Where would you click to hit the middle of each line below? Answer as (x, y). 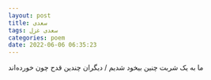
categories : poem (37, 38)
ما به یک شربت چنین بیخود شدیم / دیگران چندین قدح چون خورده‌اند (106, 67)
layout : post (30, 15)
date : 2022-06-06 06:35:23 (53, 45)
